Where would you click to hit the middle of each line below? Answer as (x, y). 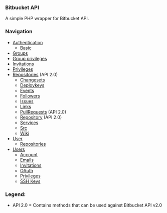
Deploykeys (32, 85)
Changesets (32, 80)
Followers (30, 96)
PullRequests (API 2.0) (43, 112)
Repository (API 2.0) (41, 117)
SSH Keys (30, 181)
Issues (27, 101)
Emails (27, 160)
